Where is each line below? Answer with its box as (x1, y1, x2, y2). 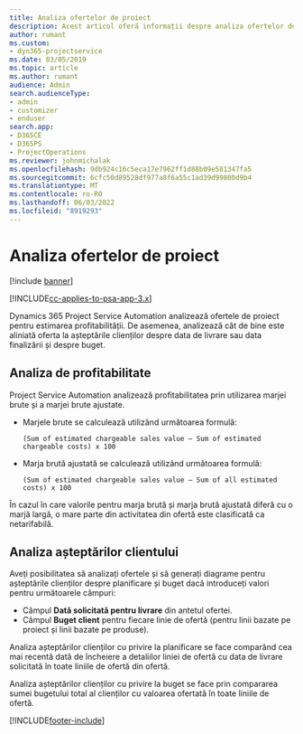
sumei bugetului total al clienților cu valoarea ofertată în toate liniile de (9, 688, 270, 699)
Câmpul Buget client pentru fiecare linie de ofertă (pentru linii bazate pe (22, 615, 291, 626)
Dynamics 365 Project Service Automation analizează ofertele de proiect (9, 310, 280, 321)
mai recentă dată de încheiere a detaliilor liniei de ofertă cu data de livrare (9, 652, 283, 663)
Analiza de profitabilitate (9, 365, 151, 381)
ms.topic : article (9, 64, 78, 73)
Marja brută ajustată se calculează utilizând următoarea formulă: (22, 457, 262, 468)
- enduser (9, 114, 47, 123)
